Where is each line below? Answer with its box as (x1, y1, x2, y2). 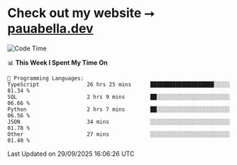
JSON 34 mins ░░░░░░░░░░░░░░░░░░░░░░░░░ (7, 118, 231, 125)
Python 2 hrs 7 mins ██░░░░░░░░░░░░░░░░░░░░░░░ (7, 105, 231, 113)
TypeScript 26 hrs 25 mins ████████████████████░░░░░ (7, 80, 231, 88)
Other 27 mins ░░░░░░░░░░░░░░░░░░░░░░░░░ (7, 130, 231, 138)
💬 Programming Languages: (7, 75, 84, 82)
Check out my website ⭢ (7, 5, 155, 21)
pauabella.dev (7, 21, 94, 37)
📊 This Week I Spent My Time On (7, 58, 108, 67)
